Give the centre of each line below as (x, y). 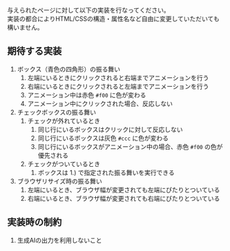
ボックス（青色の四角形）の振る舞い (69, 69)
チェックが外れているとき (64, 121)
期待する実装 (35, 51)
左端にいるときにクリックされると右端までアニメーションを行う (118, 77)
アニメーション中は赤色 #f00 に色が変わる (87, 94)
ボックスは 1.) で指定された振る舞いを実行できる (106, 172)
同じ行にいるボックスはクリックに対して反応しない (110, 129)
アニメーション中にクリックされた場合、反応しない (100, 103)
